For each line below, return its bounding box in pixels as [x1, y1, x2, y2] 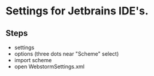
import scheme [14, 57, 52, 63]
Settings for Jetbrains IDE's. [5, 4, 149, 18]
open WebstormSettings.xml [14, 63, 85, 70]
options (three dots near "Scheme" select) [14, 50, 119, 57]
